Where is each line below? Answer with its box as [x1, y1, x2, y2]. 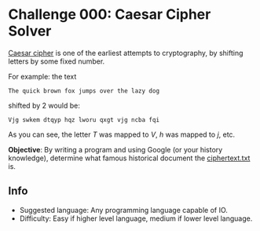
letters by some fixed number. [8, 57, 105, 66]
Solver [8, 22, 52, 40]
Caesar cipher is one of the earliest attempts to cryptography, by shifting [8, 48, 244, 57]
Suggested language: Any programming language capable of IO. [19, 205, 228, 214]
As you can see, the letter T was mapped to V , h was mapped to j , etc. [8, 130, 236, 139]
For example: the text [8, 71, 77, 81]
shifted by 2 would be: [8, 101, 81, 110]
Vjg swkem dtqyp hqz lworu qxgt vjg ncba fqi [8, 115, 159, 123]
